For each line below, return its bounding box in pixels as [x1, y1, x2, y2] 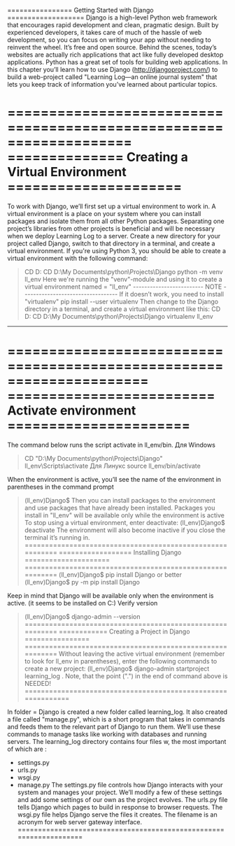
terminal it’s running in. [24, 533, 90, 541]
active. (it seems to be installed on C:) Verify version [7, 598, 158, 607]
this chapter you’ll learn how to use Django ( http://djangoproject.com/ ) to [7, 66, 218, 73]
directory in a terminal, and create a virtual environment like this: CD [24, 304, 221, 313]
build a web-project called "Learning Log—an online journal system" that [7, 73, 218, 81]
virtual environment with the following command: [7, 254, 148, 262]
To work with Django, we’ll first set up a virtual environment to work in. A [7, 202, 216, 210]
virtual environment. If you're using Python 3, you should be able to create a [7, 246, 226, 254]
